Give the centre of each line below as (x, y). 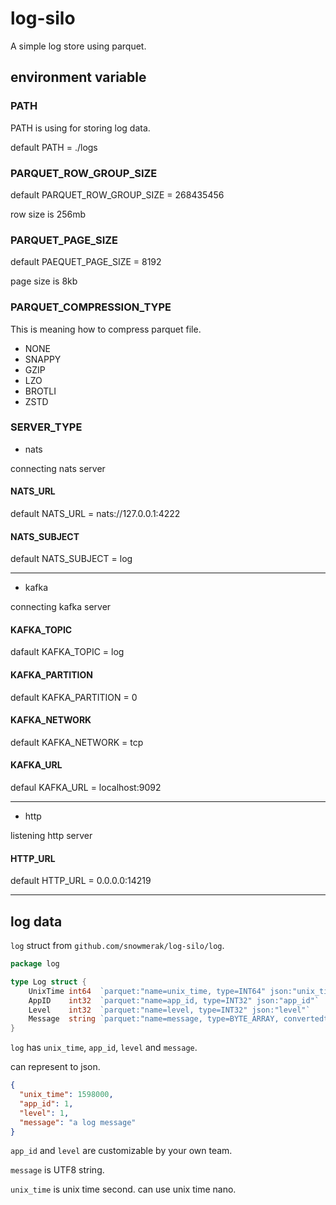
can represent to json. (55, 1067)
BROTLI (40, 391)
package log (35, 964)
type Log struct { (48, 982)
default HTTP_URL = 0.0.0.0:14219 (81, 881)
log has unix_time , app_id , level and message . (104, 1048)
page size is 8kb (44, 281)
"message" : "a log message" (78, 1122)
